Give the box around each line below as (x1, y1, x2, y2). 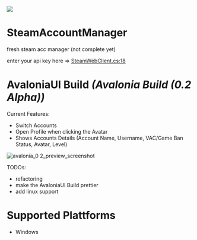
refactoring (15, 175, 43, 182)
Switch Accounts (15, 122, 57, 129)
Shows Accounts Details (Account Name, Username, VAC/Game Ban (15, 134, 183, 141)
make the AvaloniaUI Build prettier (15, 181, 99, 188)
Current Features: (7, 110, 50, 117)
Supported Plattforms (7, 209, 116, 222)
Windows (15, 228, 39, 235)
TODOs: (7, 163, 26, 170)
